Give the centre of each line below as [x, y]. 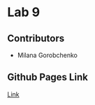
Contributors [36, 38]
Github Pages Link [48, 77]
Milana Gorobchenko [47, 55]
